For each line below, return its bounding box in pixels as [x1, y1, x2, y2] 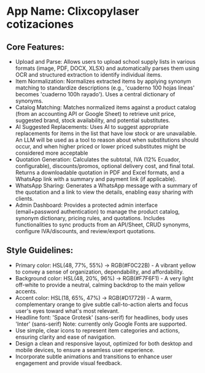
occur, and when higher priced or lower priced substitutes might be [15, 143, 186, 150]
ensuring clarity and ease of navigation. [15, 333, 116, 340]
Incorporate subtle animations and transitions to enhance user [15, 353, 173, 360]
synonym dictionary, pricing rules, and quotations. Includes [15, 215, 166, 221]
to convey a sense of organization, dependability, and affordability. [15, 268, 184, 275]
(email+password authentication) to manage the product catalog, [15, 208, 180, 215]
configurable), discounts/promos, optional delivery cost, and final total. [15, 163, 195, 169]
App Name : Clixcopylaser [6, 4, 139, 18]
